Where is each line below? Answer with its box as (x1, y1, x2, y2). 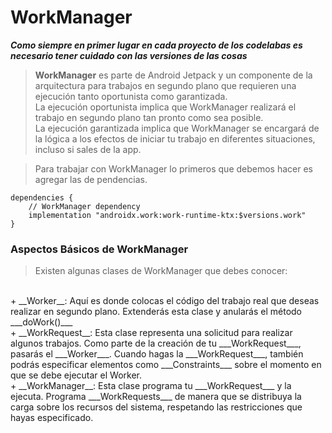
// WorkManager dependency (28, 201, 141, 211)
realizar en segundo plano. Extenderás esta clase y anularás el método (10, 306, 302, 318)
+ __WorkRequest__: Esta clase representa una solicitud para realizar (10, 327, 293, 339)
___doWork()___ (10, 316, 73, 328)
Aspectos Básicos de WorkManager (10, 242, 189, 256)
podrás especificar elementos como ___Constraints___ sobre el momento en (10, 359, 322, 371)
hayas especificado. (10, 412, 94, 424)
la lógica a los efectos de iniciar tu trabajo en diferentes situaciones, (34, 132, 316, 145)
